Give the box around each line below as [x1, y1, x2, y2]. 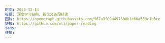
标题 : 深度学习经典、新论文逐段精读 [5, 12, 68, 17]
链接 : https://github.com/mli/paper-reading [5, 21, 97, 26]
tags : [5, 26, 16, 31]
